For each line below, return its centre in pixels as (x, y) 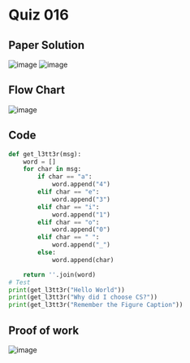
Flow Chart (37, 90)
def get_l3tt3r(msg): (45, 154)
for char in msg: (52, 169)
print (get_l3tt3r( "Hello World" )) (67, 290)
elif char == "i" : (69, 207)
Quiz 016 (39, 15)
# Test (19, 282)
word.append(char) (83, 260)
